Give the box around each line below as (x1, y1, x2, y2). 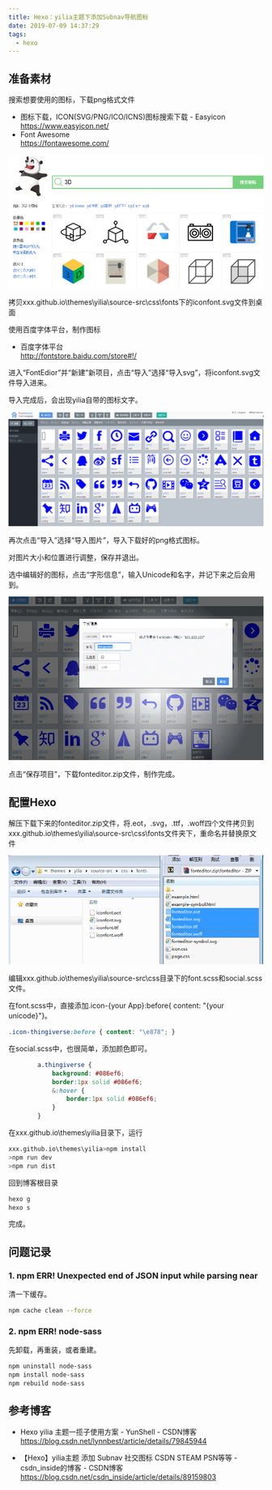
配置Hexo (8, 795, 57, 809)
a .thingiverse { (37, 1061, 92, 1069)
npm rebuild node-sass (8, 1380, 85, 1388)
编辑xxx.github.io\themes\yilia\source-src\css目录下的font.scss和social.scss (8, 973, 263, 984)
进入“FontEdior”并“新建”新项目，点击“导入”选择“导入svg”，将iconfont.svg (8, 368, 253, 378)
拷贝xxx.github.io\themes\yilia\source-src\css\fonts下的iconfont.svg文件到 (8, 297, 256, 307)
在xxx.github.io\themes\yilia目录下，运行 (8, 1128, 143, 1138)
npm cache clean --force (8, 1307, 92, 1315)
